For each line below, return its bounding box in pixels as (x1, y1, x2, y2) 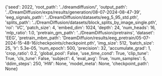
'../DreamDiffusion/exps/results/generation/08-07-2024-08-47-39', (5, 9, 141, 15)
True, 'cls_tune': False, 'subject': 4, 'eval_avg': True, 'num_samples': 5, (5, 56, 147, 61)
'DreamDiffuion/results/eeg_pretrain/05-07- (62, 35, 151, 41)
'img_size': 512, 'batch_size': (97, 40, 154, 46)
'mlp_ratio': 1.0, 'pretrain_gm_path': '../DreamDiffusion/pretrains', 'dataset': (5, 30, 155, 35)
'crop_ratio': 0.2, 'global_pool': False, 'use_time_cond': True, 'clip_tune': (5, 50, 149, 56)
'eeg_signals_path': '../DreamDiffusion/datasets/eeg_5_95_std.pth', (5, 15, 139, 20)
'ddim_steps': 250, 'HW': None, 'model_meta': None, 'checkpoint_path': (5, 61, 149, 66)
